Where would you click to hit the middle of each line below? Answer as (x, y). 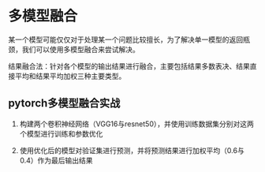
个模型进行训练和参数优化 (61, 133)
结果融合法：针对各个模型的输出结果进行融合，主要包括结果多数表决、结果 (129, 66)
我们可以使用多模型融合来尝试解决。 (80, 49)
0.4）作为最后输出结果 (56, 160)
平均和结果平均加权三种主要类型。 (70, 76)
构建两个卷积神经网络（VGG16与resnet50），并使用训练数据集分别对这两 (136, 124)
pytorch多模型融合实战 (64, 103)
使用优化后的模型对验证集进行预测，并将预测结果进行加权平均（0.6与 (132, 150)
